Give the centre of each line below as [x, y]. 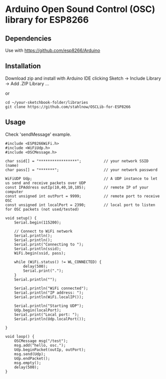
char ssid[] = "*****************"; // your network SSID [77, 161]
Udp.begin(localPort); [38, 310]
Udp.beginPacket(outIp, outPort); [50, 349]
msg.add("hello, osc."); [40, 345]
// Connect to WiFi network [43, 231]
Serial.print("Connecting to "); [49, 244]
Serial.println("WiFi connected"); [51, 288]
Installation [23, 66]
